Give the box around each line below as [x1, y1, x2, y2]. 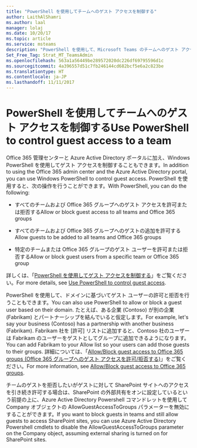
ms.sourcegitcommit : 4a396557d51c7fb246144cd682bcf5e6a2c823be [6, 63, 164, 69]
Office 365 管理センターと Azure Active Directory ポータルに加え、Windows [6, 154, 191, 161]
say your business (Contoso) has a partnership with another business [6, 320, 174, 327]
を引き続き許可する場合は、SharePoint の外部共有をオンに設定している [6, 388, 178, 396]
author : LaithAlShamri [6, 14, 62, 20]
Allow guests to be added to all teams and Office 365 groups [14, 233, 162, 240]
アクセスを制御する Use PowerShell [18, 121, 189, 135]
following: [6, 189, 30, 196]
